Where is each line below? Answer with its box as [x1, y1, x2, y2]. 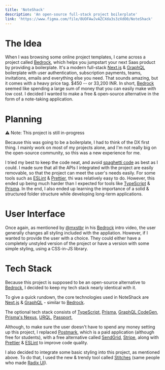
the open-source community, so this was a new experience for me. [5, 150, 141, 156]
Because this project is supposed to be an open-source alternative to [5, 279, 146, 285]
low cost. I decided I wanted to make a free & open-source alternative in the [5, 91, 159, 97]
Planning [5, 113, 42, 125]
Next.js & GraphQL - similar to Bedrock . [5, 300, 85, 306]
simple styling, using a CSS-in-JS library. [5, 246, 88, 252]
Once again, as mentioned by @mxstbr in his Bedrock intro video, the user [5, 225, 156, 231]
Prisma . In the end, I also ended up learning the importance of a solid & [5, 186, 149, 192]
